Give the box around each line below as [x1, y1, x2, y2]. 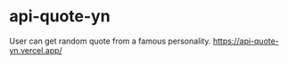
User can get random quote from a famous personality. [9, 36, 211, 46]
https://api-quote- [212, 36, 279, 46]
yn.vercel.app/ [9, 44, 62, 55]
